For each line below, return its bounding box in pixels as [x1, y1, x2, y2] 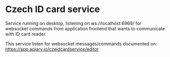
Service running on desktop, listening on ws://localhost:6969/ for [5, 20, 142, 26]
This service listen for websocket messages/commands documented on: [5, 40, 157, 46]
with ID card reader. [5, 31, 47, 37]
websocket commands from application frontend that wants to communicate [5, 25, 165, 31]
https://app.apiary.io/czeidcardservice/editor [5, 46, 99, 52]
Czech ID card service [5, 4, 100, 15]
